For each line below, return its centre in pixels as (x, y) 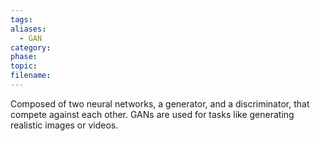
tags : (21, 19)
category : (31, 47)
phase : (24, 57)
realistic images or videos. (64, 125)
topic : (24, 66)
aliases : (28, 29)
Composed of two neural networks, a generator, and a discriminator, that (160, 103)
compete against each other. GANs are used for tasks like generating (152, 114)
